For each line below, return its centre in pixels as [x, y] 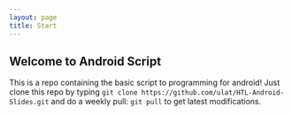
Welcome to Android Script [85, 61]
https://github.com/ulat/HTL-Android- [213, 93]
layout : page [33, 17]
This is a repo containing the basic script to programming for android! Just [145, 83]
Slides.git [29, 103]
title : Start [33, 26]
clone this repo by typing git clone [73, 92]
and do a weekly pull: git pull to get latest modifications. [156, 102]
